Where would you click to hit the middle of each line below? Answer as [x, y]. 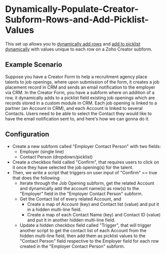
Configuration [27, 134]
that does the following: [36, 178]
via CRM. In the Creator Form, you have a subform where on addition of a [80, 92]
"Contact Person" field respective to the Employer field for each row [89, 241]
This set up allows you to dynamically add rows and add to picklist [73, 44]
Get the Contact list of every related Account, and [70, 199]
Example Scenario [34, 65]
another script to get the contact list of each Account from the [83, 230]
